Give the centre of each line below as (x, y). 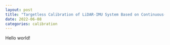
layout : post (19, 10)
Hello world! (18, 38)
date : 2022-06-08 (24, 19)
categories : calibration (31, 24)
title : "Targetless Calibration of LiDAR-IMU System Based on (72, 14)
